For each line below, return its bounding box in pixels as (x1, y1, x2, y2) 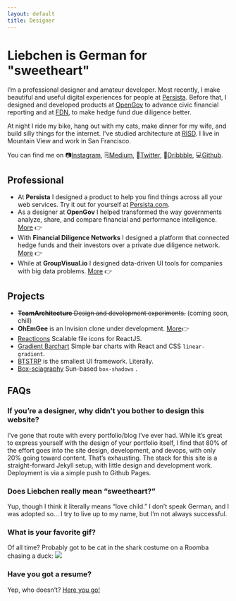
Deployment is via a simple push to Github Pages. (7, 468, 151, 477)
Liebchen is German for (7, 47, 147, 64)
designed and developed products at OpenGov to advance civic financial (7, 100, 219, 109)
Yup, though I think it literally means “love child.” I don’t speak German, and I (7, 502, 230, 511)
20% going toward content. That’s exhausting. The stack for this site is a (7, 453, 218, 462)
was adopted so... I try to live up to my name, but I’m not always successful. (7, 510, 228, 518)
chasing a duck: (7, 552, 54, 560)
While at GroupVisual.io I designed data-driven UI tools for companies (17, 259, 223, 268)
